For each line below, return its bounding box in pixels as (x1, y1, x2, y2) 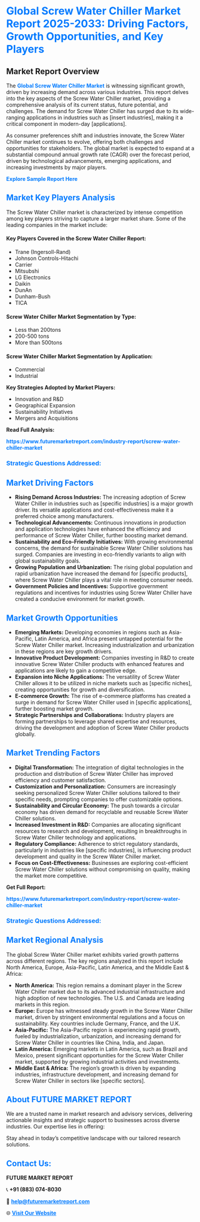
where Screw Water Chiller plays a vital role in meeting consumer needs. (14, 576, 194, 583)
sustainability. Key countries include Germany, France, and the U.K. (14, 1020, 180, 1027)
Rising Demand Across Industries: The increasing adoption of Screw (14, 494, 186, 501)
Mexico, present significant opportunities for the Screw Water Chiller (14, 1051, 184, 1058)
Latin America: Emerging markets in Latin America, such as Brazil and (14, 1045, 188, 1052)
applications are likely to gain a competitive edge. (14, 667, 137, 674)
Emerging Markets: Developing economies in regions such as (14, 628, 168, 636)
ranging (6, 114, 26, 121)
